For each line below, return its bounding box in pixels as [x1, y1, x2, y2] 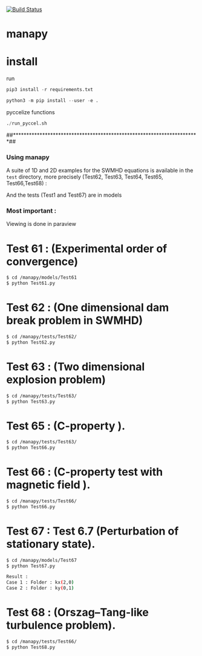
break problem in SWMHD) [6, 313, 143, 327]
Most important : [6, 207, 57, 215]
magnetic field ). [6, 478, 91, 492]
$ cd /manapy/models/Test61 [6, 275, 77, 281]
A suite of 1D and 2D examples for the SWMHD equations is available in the [6, 167, 194, 174]
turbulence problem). [6, 618, 116, 632]
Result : [6, 574, 28, 580]
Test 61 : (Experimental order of [6, 242, 168, 255]
